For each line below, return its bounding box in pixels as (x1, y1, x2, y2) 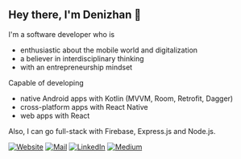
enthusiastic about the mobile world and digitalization (19, 45, 198, 55)
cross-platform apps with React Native (19, 102, 148, 111)
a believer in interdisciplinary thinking (19, 53, 144, 63)
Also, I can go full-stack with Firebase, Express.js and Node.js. (8, 126, 216, 136)
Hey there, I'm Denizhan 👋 (8, 8, 142, 22)
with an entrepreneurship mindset (19, 62, 133, 72)
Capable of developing (8, 77, 85, 87)
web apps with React (19, 111, 90, 120)
